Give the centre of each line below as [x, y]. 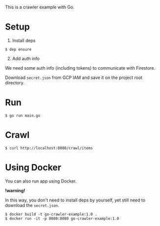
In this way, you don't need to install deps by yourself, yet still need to [75, 200]
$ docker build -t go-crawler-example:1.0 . [51, 214]
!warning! [15, 190]
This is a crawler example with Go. [40, 7]
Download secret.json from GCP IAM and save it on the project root [74, 77]
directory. [15, 82]
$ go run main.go [23, 115]
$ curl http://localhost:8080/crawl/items [49, 148]
